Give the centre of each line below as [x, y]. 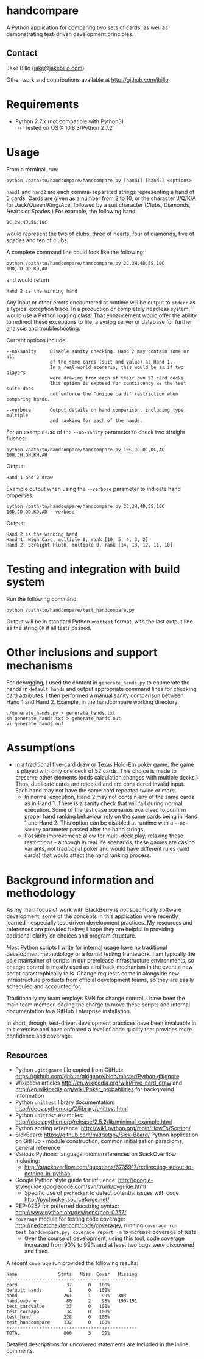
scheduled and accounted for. [44, 986]
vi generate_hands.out [35, 723]
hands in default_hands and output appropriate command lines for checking [101, 689]
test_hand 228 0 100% [58, 1317]
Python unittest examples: [49, 1115]
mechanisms [40, 665]
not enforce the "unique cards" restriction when [114, 394]
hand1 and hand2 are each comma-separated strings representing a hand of [100, 192]
